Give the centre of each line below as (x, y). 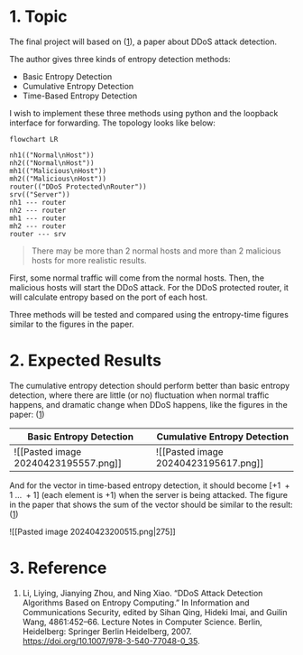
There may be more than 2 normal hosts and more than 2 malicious (156, 251)
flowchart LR (34, 139)
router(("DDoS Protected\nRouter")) (78, 187)
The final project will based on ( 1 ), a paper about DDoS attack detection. (143, 42)
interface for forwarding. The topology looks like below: (113, 123)
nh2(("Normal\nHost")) (52, 163)
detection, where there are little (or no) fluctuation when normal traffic (139, 395)
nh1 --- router (38, 202)
